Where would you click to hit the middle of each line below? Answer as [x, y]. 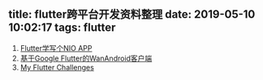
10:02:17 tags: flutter [62, 28]
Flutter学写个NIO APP [56, 48]
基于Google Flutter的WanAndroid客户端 [86, 58]
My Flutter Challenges [57, 67]
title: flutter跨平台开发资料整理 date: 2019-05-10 [132, 15]
